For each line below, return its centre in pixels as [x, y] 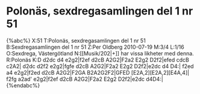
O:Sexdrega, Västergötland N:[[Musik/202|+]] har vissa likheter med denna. [100, 53]
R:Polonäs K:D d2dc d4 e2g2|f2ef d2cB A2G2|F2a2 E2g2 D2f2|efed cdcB [98, 60]
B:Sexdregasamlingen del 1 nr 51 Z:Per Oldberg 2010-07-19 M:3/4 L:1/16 [95, 47]
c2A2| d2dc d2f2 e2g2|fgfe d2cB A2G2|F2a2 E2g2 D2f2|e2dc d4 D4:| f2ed [100, 66]
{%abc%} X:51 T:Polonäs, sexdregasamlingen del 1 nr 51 [76, 40]
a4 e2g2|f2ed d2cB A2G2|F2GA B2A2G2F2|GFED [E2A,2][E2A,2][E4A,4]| [98, 72]
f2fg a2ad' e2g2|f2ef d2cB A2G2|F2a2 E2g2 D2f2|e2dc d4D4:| [85, 79]
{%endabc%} [23, 85]
